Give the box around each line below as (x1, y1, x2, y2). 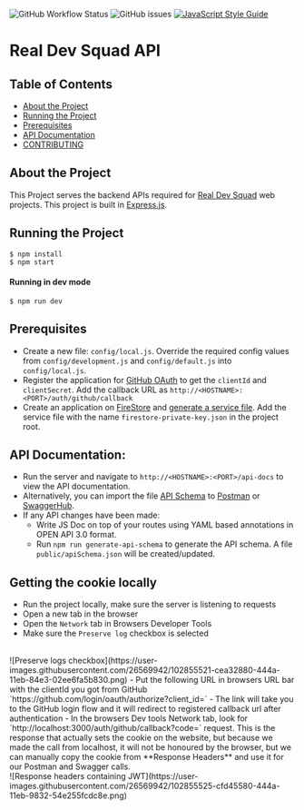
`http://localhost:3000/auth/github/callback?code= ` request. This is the (9, 723, 276, 734)
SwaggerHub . (22, 500, 75, 511)
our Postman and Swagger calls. (9, 761, 132, 772)
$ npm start (9, 257, 54, 267)
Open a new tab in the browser (22, 608, 139, 619)
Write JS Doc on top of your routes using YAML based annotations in (35, 519, 294, 530)
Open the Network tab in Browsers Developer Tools (22, 618, 212, 629)
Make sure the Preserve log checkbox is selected (22, 627, 209, 639)
